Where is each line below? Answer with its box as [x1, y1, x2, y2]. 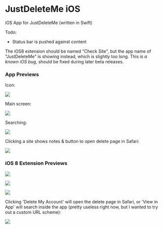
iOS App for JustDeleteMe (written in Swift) [5, 20, 93, 26]
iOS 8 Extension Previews [5, 160, 68, 167]
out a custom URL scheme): [5, 209, 61, 215]
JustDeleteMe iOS [5, 3, 81, 15]
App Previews [5, 71, 39, 78]
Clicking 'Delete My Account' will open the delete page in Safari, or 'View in [5, 199, 158, 204]
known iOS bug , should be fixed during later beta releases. [5, 58, 124, 64]
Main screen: [5, 101, 32, 107]
